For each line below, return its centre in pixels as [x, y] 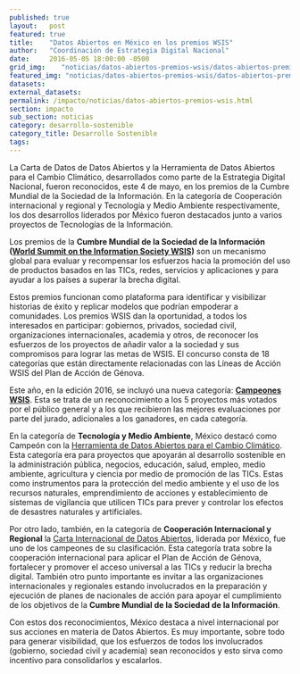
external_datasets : [46, 92]
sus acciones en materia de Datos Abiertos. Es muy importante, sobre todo [147, 631]
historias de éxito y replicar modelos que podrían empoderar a [124, 306]
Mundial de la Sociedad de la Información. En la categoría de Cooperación [146, 196]
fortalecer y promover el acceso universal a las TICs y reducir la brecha [141, 567]
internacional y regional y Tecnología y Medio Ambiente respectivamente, [145, 205]
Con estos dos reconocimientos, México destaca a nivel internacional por [144, 622]
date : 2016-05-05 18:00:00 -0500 [79, 59]
